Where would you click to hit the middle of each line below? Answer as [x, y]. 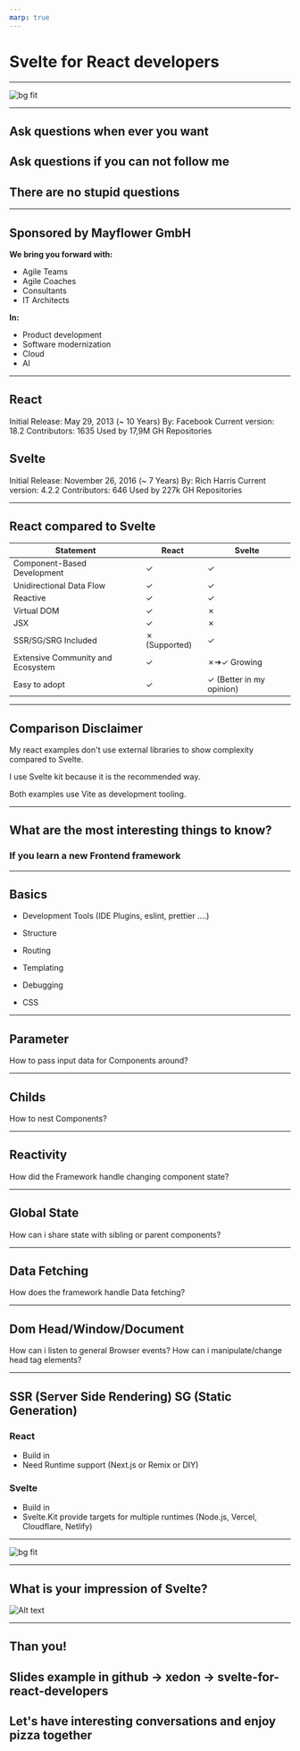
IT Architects [46, 299]
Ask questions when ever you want [109, 131]
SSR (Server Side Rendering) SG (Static [121, 1397]
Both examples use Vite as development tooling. [98, 794]
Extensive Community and [62, 657]
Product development [62, 334]
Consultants [44, 290]
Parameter [39, 1039]
